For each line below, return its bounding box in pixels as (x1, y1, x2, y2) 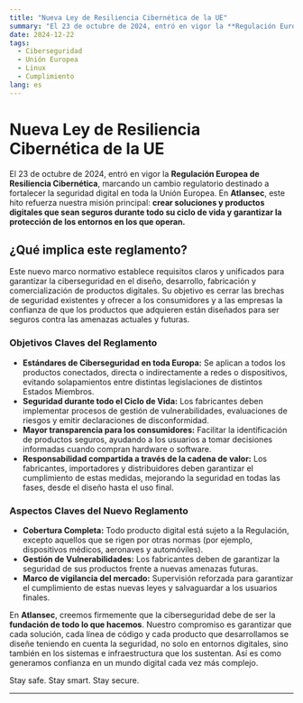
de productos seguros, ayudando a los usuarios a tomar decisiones (22, 434, 273, 445)
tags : (9, 38, 30, 48)
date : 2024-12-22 (9, 30, 75, 39)
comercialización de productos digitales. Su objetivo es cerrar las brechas (9, 285, 285, 296)
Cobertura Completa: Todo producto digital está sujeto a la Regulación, (22, 524, 290, 535)
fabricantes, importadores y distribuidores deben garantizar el (22, 462, 254, 474)
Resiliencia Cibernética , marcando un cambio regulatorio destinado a (9, 178, 270, 189)
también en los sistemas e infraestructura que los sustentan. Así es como (9, 647, 282, 659)
